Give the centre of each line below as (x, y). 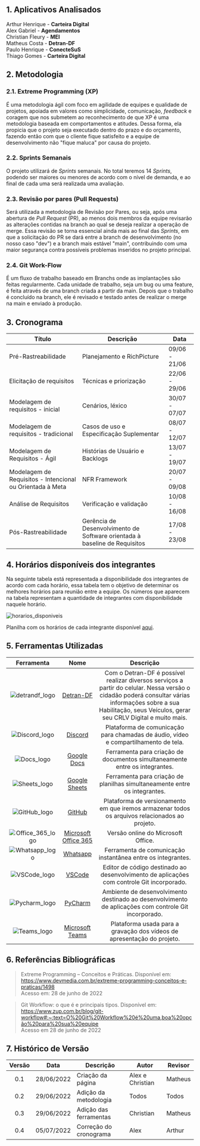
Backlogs (95, 459)
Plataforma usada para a (145, 924)
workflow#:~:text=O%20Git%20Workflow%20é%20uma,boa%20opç (106, 1017)
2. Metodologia (35, 75)
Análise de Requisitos (39, 504)
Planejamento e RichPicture (121, 357)
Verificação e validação (115, 504)
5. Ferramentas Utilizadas (55, 646)
